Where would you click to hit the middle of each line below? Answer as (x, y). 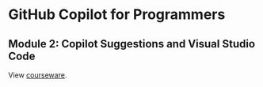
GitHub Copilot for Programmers (117, 15)
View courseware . (38, 75)
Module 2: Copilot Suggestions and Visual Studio (132, 44)
